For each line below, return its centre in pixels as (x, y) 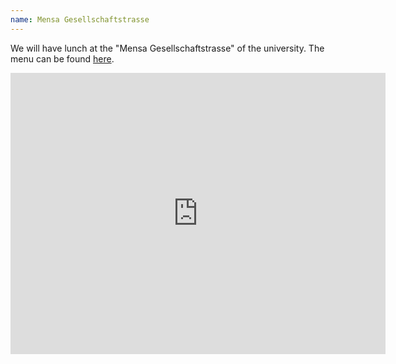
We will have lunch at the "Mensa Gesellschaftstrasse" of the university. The (167, 48)
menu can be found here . (62, 58)
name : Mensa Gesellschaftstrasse (80, 19)
